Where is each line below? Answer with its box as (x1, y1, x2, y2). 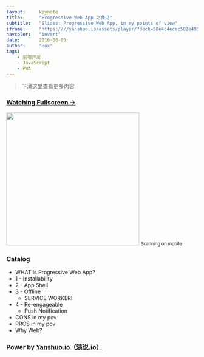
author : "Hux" (6, 43, 53, 49)
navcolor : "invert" (6, 32, 61, 38)
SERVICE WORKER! (24, 294, 73, 301)
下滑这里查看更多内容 (21, 83, 75, 90)
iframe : (6, 25, 26, 32)
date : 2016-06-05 (6, 37, 67, 43)
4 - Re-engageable (15, 301, 63, 308)
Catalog (6, 254, 30, 263)
